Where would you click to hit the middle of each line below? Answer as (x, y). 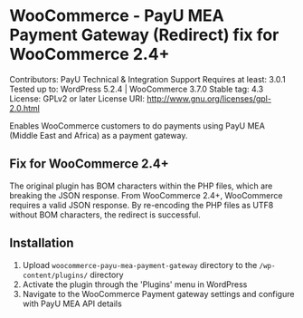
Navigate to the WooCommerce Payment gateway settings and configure (158, 294)
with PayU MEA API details (72, 304)
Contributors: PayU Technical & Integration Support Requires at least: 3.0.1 (148, 79)
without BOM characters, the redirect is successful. (105, 215)
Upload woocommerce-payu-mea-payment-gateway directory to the (140, 265)
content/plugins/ (55, 275)
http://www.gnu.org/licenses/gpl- (209, 98)
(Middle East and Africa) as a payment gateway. (99, 135)
